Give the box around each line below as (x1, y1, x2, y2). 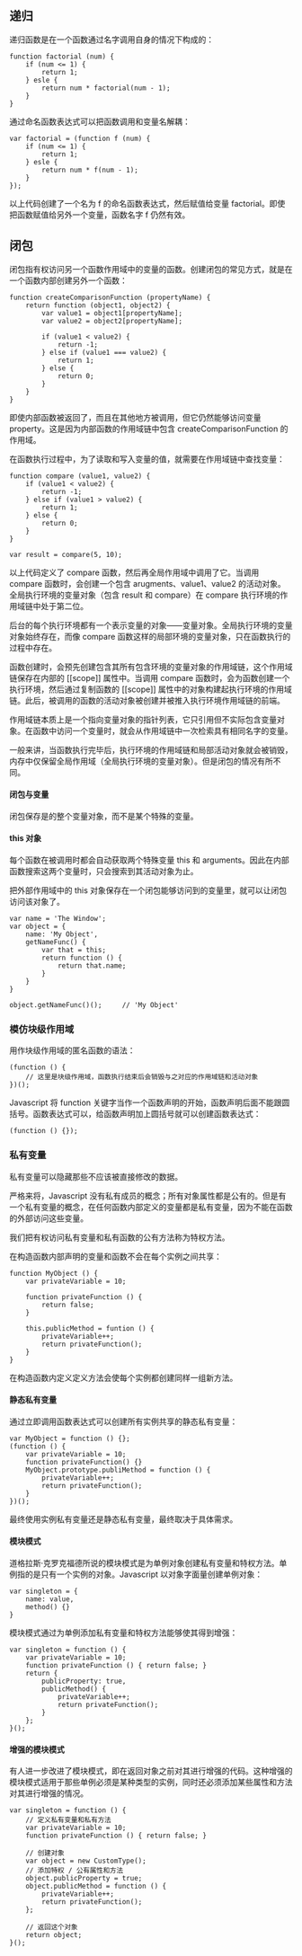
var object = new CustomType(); (25, 1856, 147, 1866)
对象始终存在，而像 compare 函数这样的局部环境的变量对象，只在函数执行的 (9, 631, 291, 642)
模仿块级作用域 (9, 1022, 75, 1035)
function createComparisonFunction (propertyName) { (9, 293, 211, 302)
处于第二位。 (40, 600, 88, 611)
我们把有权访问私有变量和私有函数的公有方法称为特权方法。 (9, 1232, 230, 1243)
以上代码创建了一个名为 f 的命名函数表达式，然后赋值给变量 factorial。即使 (9, 198, 286, 208)
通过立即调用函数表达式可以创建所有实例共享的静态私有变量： (9, 1416, 238, 1427)
